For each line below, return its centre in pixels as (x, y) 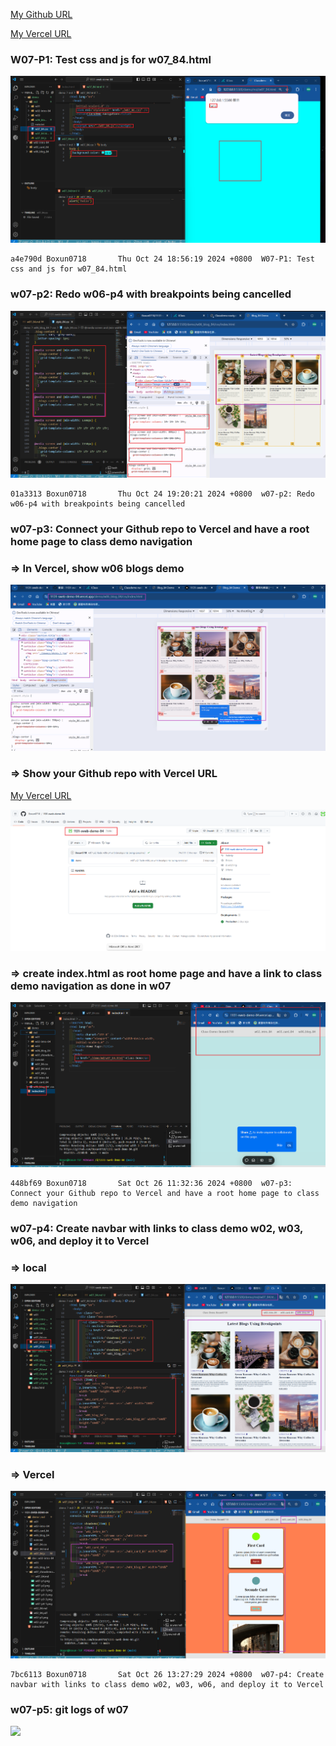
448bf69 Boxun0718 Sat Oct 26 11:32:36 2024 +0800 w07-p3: (151, 1184)
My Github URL (41, 14)
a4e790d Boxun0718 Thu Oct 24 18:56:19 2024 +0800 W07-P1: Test (162, 259)
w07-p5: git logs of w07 (69, 1709)
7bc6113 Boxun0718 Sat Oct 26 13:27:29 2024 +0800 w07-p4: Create (167, 1674)
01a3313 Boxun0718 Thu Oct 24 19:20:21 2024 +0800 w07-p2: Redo (162, 494)
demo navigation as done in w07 (91, 986)
